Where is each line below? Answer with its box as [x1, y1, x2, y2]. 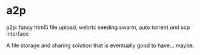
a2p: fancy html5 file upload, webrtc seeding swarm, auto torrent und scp [6, 24, 190, 31]
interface [6, 30, 29, 37]
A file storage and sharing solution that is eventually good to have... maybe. [6, 42, 195, 49]
